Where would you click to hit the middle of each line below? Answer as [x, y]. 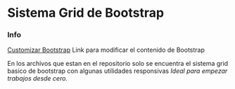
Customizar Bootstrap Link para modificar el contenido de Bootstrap [106, 50]
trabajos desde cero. [38, 78]
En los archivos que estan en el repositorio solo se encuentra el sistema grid [118, 64]
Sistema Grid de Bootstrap [85, 13]
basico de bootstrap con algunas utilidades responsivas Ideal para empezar [118, 71]
